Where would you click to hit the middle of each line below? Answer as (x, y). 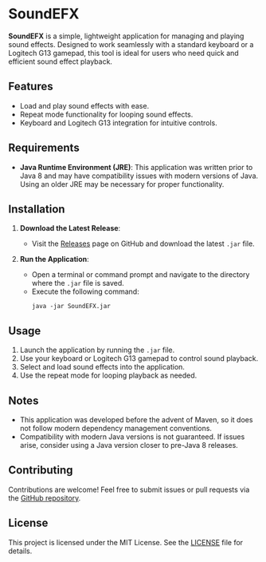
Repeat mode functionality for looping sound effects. (106, 114)
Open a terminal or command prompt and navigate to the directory (141, 275)
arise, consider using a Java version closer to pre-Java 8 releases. (129, 445)
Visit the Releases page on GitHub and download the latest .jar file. (143, 243)
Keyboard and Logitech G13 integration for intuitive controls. (118, 123)
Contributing (41, 471)
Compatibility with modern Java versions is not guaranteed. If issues (132, 437)
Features (31, 87)
